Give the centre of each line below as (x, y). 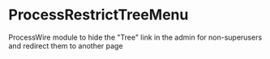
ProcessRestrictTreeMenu (99, 15)
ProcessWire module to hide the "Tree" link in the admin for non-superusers (135, 37)
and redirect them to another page (66, 45)
